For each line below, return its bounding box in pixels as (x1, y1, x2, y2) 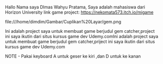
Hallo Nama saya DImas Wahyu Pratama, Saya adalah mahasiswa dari (5, 4, 145, 10)
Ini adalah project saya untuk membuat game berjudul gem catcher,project (5, 28, 155, 34)
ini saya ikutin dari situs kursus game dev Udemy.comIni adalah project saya (5, 34, 159, 39)
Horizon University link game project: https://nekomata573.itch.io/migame (5, 9, 154, 15)
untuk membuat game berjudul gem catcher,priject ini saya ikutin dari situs (5, 39, 155, 44)
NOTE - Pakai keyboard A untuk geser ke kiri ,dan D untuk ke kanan (5, 53, 141, 59)
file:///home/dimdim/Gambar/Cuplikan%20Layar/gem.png (5, 19, 122, 24)
